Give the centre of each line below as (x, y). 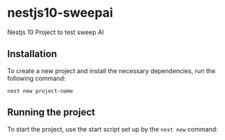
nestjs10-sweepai (60, 13)
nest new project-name (40, 91)
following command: (37, 78)
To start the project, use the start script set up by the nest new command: (112, 129)
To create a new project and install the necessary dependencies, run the (111, 70)
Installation (32, 54)
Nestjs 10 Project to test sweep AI (56, 32)
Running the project (51, 112)
